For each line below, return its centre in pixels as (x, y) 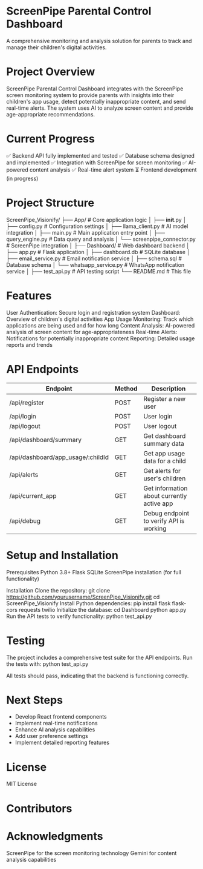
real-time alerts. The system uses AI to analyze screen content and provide (100, 108)
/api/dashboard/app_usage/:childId (59, 457)
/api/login (23, 416)
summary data (164, 443)
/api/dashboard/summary (45, 440)
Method (126, 388)
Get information (166, 488)
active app (158, 503)
